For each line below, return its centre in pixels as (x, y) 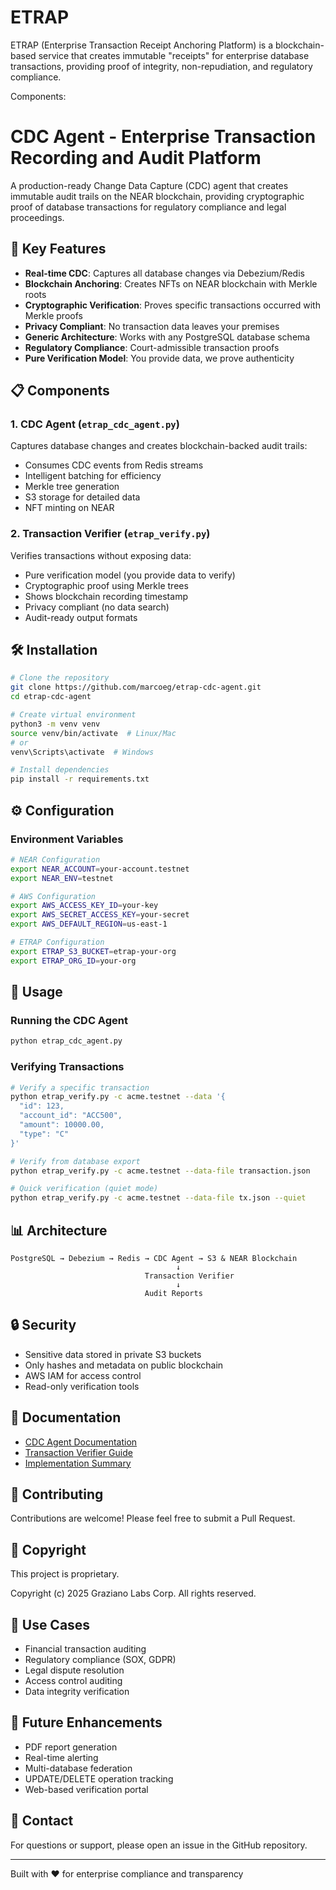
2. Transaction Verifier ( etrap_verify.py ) (110, 534)
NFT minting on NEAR (69, 508)
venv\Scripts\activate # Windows (82, 752)
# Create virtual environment (73, 715)
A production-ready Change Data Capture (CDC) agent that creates (149, 185)
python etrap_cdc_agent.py (66, 1041)
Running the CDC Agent (69, 1020)
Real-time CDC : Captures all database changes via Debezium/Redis (164, 273)
